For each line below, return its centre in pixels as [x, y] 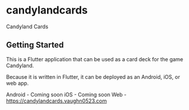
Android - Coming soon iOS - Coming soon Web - [66, 94]
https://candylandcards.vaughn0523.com [57, 101]
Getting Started [35, 45]
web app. [17, 83]
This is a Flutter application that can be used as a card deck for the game [95, 59]
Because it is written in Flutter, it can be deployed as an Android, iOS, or [93, 76]
